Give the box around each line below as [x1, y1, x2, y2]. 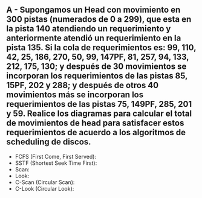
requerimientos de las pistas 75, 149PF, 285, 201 [6, 99, 192, 109]
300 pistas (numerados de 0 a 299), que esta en [6, 14, 192, 25]
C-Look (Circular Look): [15, 185, 74, 192]
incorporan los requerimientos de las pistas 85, [6, 71, 188, 81]
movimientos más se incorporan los [6, 90, 144, 100]
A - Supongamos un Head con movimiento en [6, 5, 181, 15]
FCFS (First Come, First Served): [15, 153, 97, 160]
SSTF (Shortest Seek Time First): [15, 159, 97, 167]
